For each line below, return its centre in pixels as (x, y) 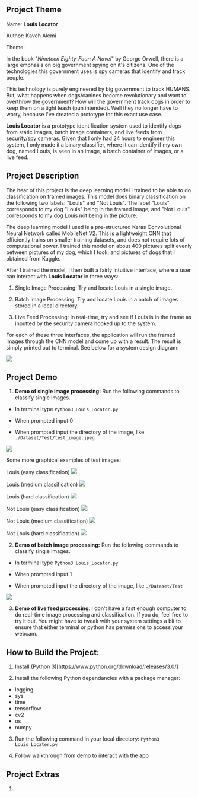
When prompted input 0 (44, 421)
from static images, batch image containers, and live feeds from (84, 132)
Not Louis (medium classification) (47, 521)
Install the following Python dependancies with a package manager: (98, 678)
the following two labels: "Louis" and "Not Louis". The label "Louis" (88, 203)
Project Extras (33, 774)
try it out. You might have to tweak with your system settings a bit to (98, 621)
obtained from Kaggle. (33, 258)
